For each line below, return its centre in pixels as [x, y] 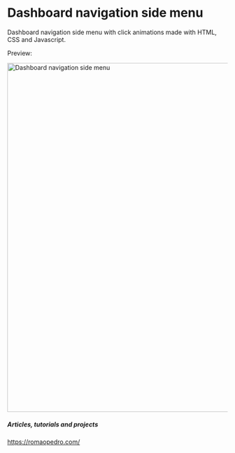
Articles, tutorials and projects [53, 424]
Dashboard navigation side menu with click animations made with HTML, [112, 32]
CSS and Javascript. [37, 39]
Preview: [20, 53]
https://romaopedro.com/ [44, 442]
